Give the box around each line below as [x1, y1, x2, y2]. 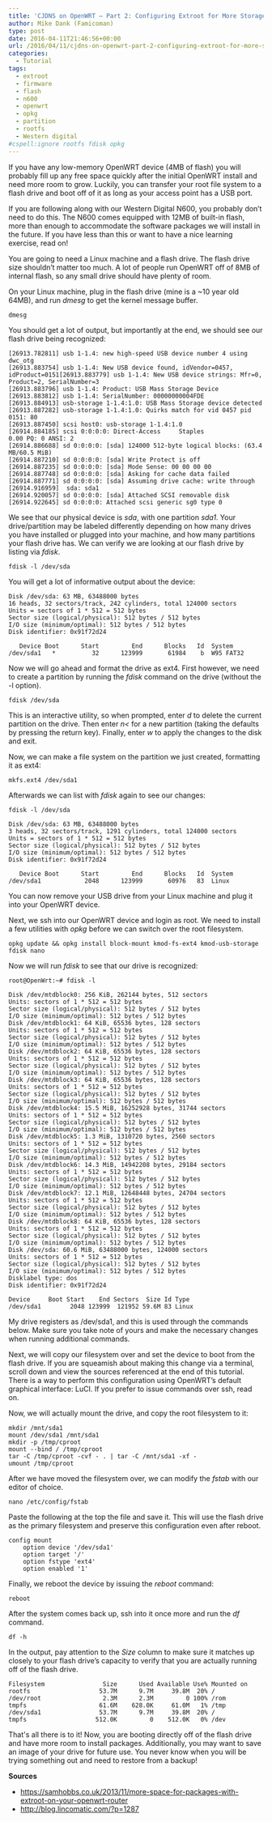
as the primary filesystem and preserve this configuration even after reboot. [8, 1520, 261, 1530]
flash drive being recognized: [8, 334, 107, 343]
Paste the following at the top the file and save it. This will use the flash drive [8, 1512, 264, 1522]
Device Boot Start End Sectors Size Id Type [8, 1295, 190, 1304]
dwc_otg [8, 356, 35, 364]
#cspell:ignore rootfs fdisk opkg [8, 139, 125, 148]
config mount [8, 1536, 53, 1544]
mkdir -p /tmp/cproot [8, 1438, 82, 1446]
